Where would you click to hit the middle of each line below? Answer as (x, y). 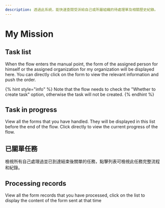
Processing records (36, 183)
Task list (18, 52)
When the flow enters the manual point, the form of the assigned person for (82, 64)
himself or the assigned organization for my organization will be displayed (80, 69)
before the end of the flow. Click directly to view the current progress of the (82, 127)
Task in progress (31, 110)
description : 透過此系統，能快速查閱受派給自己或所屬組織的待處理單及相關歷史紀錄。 (82, 10)
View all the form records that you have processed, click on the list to (75, 195)
